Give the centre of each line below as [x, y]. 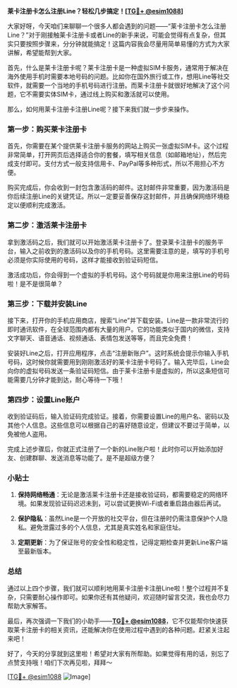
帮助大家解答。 [29, 606]
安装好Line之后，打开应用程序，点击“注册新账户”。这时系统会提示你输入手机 [118, 353]
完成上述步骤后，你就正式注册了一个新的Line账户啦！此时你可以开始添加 [112, 449]
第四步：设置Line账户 [44, 400]
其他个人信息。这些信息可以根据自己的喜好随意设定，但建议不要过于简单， [115, 425]
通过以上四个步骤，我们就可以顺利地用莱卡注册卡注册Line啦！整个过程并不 [115, 588]
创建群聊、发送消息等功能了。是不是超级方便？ [87, 458]
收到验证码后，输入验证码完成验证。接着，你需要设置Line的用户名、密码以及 [119, 416]
